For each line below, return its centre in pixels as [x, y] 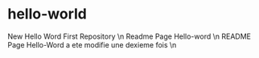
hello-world [47, 14]
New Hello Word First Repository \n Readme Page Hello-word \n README [129, 36]
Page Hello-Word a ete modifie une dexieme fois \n [92, 44]
